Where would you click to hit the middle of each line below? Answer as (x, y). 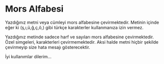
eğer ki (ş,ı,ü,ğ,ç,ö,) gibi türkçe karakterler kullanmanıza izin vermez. (74, 27)
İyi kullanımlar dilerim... (28, 56)
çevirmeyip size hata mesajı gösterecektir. (48, 47)
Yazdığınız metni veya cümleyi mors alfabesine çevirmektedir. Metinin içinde (82, 22)
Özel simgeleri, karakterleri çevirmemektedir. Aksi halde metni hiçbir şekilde (82, 42)
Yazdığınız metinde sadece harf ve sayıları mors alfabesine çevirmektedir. (80, 37)
